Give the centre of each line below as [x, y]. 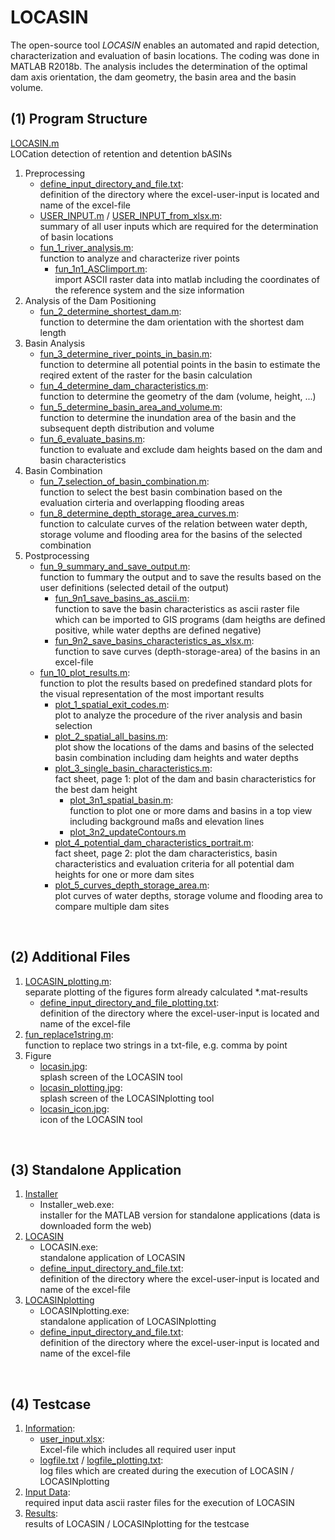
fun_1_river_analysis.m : [86, 247]
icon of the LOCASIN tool [91, 1119]
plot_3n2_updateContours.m [128, 832]
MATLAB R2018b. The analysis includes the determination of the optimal [159, 66]
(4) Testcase [51, 1404]
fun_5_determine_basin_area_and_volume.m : [131, 407]
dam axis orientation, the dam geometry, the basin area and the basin [153, 77]
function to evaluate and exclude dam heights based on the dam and [181, 449]
